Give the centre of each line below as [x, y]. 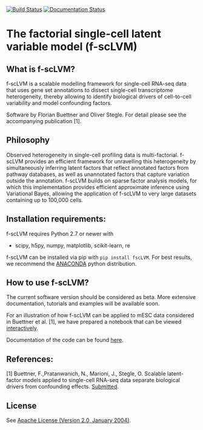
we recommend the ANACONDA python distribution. [72, 263]
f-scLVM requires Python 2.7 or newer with [60, 233]
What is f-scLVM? [41, 69]
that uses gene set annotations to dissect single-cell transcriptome [90, 90]
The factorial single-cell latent [84, 34]
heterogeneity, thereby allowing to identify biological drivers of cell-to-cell [99, 96]
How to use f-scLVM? [48, 283]
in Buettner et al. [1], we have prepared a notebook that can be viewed [94, 322]
